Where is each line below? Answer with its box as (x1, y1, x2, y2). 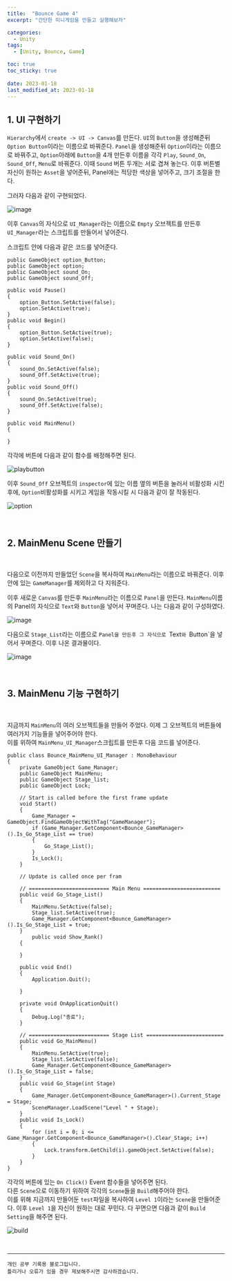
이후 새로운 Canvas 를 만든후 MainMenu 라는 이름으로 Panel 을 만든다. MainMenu (7, 593, 212, 602)
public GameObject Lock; (19, 782, 91, 789)
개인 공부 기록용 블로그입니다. (7, 1260, 81, 1268)
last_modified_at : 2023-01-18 (7, 86, 95, 93)
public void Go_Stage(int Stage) (19, 1080, 116, 1087)
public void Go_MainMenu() (19, 1038, 97, 1044)
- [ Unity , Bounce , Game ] (13, 48, 85, 55)
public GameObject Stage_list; (19, 776, 110, 783)
